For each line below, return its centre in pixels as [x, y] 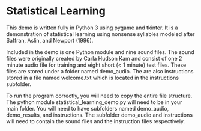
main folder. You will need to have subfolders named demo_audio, [88, 108]
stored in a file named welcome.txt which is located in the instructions [92, 78]
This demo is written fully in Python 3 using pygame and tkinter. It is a [92, 28]
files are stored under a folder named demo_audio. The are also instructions [100, 71]
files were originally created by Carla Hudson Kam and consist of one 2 [94, 58]
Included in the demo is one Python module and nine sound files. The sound [100, 52]
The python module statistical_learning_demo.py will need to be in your [94, 102]
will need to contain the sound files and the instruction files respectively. [96, 121]
